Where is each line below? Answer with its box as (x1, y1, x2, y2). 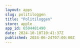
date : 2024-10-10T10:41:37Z (5, 30, 64, 35)
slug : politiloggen (5, 12, 46, 17)
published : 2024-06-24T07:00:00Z (5, 35, 75, 40)
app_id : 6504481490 (5, 26, 46, 31)
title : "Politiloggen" (5, 16, 52, 21)
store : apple (5, 21, 32, 26)
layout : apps (5, 7, 32, 12)
